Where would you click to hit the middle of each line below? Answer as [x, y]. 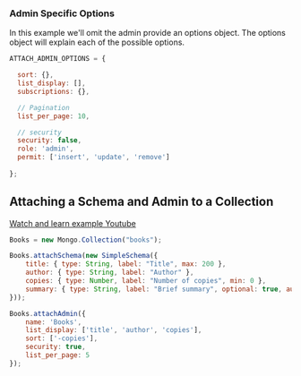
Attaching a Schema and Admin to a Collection [142, 202]
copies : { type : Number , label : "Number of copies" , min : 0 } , [146, 281]
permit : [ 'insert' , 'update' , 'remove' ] [94, 158]
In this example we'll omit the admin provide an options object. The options [148, 33]
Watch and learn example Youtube [73, 223]
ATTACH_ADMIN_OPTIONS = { [57, 59]
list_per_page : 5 [58, 355]
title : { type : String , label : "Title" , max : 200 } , [126, 264]
